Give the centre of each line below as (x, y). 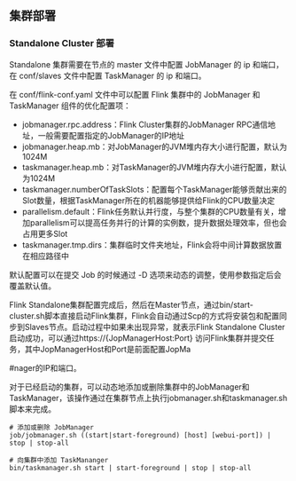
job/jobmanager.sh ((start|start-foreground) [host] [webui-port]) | (140, 435)
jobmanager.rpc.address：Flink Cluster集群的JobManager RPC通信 (145, 124)
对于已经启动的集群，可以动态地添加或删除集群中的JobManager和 (129, 386)
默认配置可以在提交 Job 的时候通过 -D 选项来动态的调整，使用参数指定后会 (145, 274)
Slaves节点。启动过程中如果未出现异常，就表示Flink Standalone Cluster (155, 327)
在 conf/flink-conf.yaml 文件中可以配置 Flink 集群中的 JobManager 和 (135, 94)
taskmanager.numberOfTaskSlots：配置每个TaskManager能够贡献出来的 (154, 189)
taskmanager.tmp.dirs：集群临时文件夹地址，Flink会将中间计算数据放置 (152, 244)
